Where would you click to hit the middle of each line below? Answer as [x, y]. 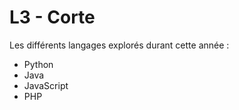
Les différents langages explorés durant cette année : [119, 45]
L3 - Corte [52, 17]
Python [38, 64]
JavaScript [46, 85]
